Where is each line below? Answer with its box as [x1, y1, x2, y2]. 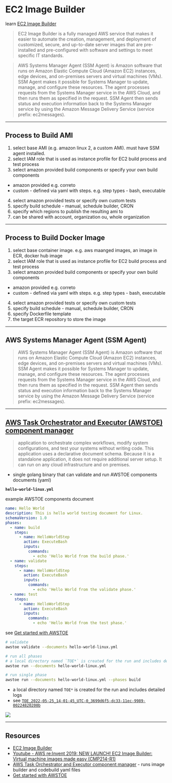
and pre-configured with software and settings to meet [36, 47, 153, 53]
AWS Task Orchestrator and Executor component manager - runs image [12, 761, 165, 767]
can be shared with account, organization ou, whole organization [12, 214, 150, 220]
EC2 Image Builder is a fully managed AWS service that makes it [17, 30, 154, 36]
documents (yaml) [12, 477, 52, 483]
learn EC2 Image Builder [5, 21, 57, 27]
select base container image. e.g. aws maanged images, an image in [12, 247, 158, 253]
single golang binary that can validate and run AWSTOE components [12, 471, 158, 478]
